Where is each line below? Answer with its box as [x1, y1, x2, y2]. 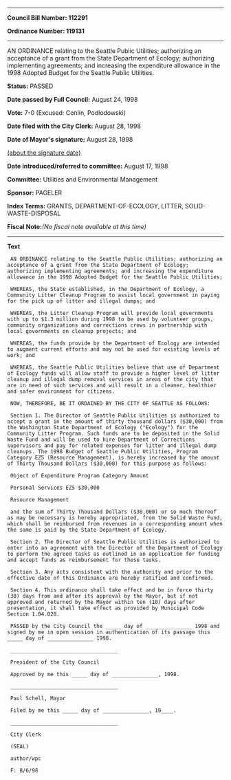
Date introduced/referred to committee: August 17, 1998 [7, 162, 168, 170]
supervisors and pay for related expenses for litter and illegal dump [7, 442, 217, 449]
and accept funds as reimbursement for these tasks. [7, 556, 162, 563]
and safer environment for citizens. [7, 388, 115, 395]
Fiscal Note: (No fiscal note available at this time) [7, 223, 146, 230]
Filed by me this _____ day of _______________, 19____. [10, 707, 177, 714]
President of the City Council [10, 659, 100, 666]
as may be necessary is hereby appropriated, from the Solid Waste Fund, [7, 514, 223, 521]
